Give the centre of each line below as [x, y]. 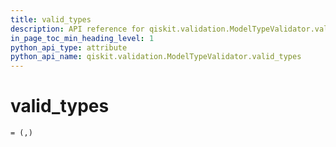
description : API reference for [77, 29]
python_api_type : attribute [69, 47]
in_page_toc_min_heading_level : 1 [82, 38]
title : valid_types [51, 19]
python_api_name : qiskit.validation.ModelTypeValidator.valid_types [156, 57]
